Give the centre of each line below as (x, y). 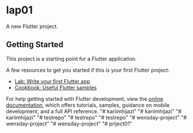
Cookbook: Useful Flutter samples (56, 87)
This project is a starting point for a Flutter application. (71, 58)
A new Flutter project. (32, 26)
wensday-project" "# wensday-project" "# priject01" (69, 124)
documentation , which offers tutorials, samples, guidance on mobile (88, 105)
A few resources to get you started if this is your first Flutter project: (88, 70)
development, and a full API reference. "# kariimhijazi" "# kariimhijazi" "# (94, 111)
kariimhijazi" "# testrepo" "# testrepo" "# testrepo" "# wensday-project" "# (96, 117)
